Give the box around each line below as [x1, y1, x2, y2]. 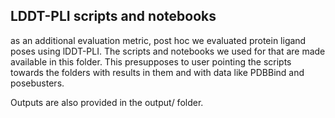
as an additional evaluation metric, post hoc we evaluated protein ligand [10, 34, 307, 46]
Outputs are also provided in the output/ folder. [10, 96, 204, 108]
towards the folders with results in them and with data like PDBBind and [10, 66, 305, 78]
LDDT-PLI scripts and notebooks [10, 8, 217, 25]
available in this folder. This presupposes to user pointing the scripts [10, 55, 292, 68]
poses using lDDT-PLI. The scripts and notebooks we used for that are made [10, 45, 326, 57]
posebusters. [10, 77, 65, 89]
